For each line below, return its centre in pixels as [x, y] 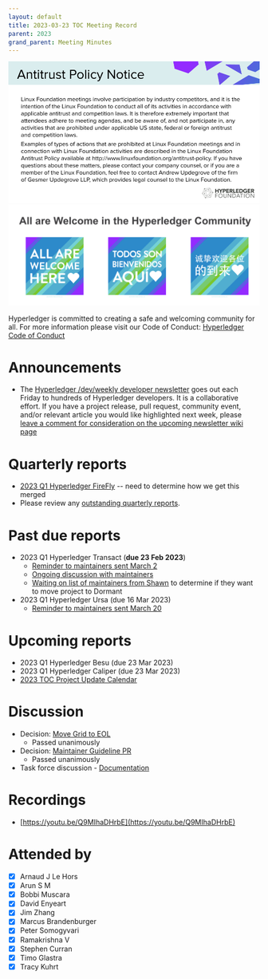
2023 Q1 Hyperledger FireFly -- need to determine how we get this [130, 486]
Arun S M [35, 886]
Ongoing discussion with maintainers [93, 574]
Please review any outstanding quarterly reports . [100, 503]
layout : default [35, 17]
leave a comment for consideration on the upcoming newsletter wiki [131, 424]
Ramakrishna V [45, 940]
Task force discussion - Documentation [85, 768]
